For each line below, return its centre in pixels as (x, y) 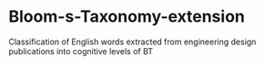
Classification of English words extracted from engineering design (132, 42)
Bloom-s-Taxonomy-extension (127, 17)
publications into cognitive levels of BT (81, 51)
